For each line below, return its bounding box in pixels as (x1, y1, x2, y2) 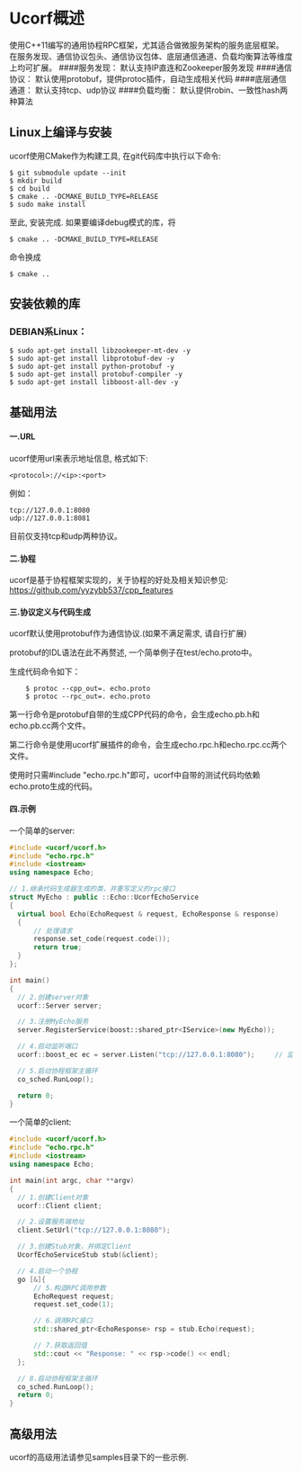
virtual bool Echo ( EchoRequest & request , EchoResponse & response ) (17, 910, 280, 919)
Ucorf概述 (9, 8, 85, 29)
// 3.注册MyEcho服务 (17, 1018, 89, 1027)
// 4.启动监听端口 (17, 1042, 78, 1051)
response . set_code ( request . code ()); (32, 935, 171, 944)
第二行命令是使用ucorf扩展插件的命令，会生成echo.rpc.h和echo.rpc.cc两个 (9, 740, 288, 750)
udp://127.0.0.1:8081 (9, 514, 91, 523)
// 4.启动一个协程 (17, 1266, 78, 1276)
